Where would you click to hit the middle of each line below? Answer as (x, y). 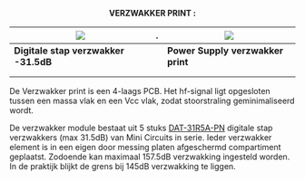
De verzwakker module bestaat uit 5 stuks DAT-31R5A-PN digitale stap (141, 128)
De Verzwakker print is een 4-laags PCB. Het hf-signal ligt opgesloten (140, 91)
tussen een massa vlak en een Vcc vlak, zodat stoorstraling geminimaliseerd (152, 100)
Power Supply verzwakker (226, 51)
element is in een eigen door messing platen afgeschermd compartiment (145, 147)
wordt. (22, 110)
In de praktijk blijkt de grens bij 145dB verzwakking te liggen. (123, 166)
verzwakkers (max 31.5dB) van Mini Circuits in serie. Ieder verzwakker (141, 138)
